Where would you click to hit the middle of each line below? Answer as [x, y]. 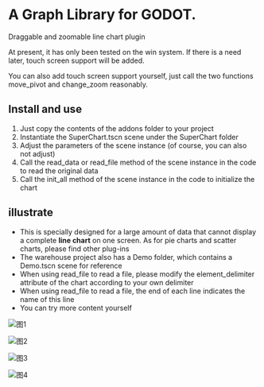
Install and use [45, 109]
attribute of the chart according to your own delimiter [107, 282]
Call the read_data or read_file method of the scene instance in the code [138, 162]
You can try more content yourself [76, 308]
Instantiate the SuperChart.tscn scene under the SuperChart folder [129, 137]
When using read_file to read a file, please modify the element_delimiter [137, 274]
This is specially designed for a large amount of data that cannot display [138, 231]
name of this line [47, 299]
